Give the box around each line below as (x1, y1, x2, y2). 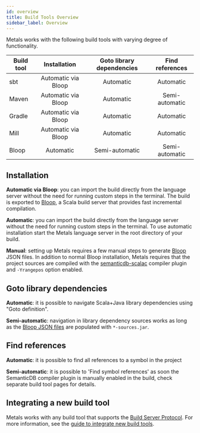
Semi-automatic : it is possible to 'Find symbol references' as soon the (6, 367, 180, 375)
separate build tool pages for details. (6, 381, 96, 388)
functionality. (6, 42, 39, 49)
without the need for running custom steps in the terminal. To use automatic (6, 223, 192, 230)
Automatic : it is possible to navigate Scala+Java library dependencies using (6, 299, 193, 306)
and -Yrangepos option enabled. (6, 266, 83, 273)
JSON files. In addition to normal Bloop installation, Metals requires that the (6, 254, 190, 261)
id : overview (6, 8, 39, 15)
